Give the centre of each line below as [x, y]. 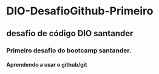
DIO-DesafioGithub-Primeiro [80, 11]
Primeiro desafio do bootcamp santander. [69, 51]
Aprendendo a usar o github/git [47, 65]
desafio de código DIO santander [70, 33]
